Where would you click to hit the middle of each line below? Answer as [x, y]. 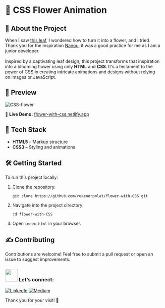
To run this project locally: [32, 177]
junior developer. [22, 51]
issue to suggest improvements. [38, 259]
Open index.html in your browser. [47, 224]
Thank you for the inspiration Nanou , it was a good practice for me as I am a [83, 46]
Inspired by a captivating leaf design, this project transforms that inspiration [82, 61]
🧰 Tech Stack [26, 130]
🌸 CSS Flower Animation [56, 10]
